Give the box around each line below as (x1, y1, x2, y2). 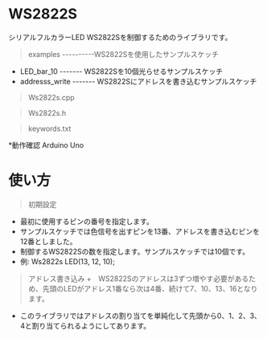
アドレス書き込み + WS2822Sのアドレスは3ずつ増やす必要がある (27, 274, 249, 283)
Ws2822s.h (27, 108, 67, 117)
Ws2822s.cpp (27, 92, 75, 102)
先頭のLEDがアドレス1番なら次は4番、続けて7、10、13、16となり (42, 283, 258, 293)
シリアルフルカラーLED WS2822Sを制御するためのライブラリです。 (8, 32, 232, 42)
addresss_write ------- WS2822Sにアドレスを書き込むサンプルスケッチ (19, 76, 257, 86)
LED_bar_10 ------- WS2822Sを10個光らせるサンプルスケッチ (19, 66, 224, 76)
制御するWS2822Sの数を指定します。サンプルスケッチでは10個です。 (19, 246, 250, 256)
